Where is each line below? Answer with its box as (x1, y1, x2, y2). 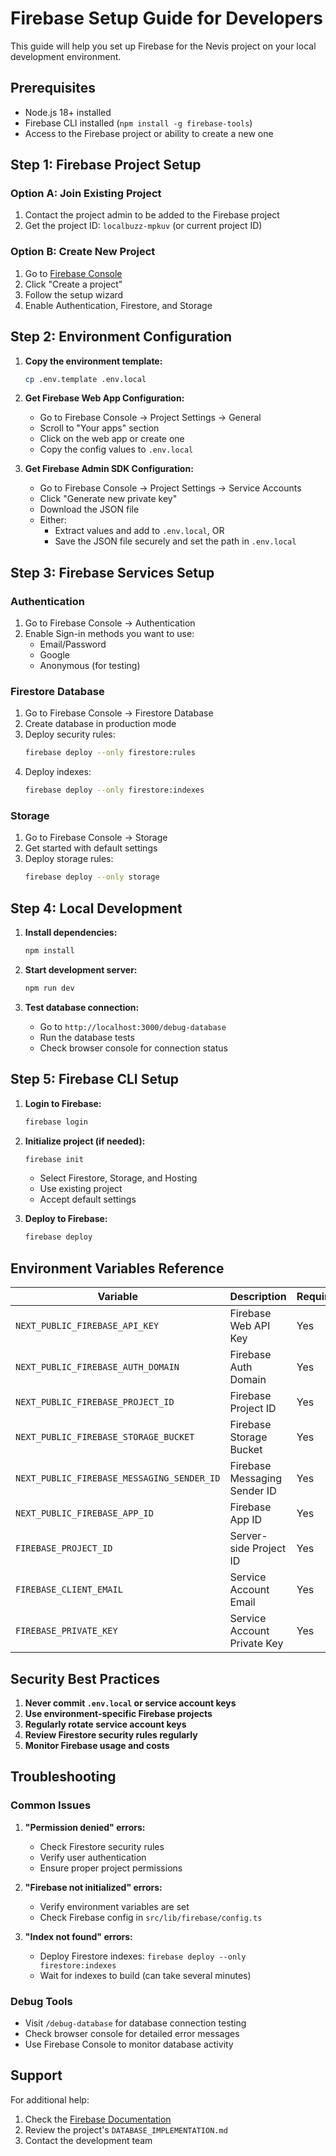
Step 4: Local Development (10, 900, 183, 917)
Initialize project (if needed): (24, 1135, 146, 1147)
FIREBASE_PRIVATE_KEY (15, 1625, 118, 1637)
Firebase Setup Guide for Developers (10, 7, 323, 30)
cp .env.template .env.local (24, 374, 147, 384)
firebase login (24, 1117, 89, 1127)
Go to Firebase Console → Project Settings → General (39, 412, 262, 424)
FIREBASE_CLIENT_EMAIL (15, 1584, 123, 1596)
